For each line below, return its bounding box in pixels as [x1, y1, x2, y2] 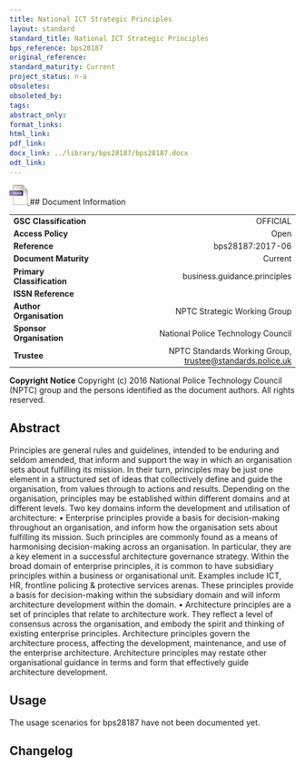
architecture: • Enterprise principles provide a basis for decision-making [9, 512, 280, 523]
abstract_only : [9, 110, 67, 120]
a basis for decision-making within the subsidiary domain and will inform [9, 589, 280, 600]
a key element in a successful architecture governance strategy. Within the [9, 550, 290, 562]
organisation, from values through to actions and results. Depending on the [9, 483, 290, 494]
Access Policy [13, 228, 68, 239]
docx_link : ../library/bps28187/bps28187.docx [9, 149, 189, 158]
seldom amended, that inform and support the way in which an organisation [9, 454, 292, 465]
